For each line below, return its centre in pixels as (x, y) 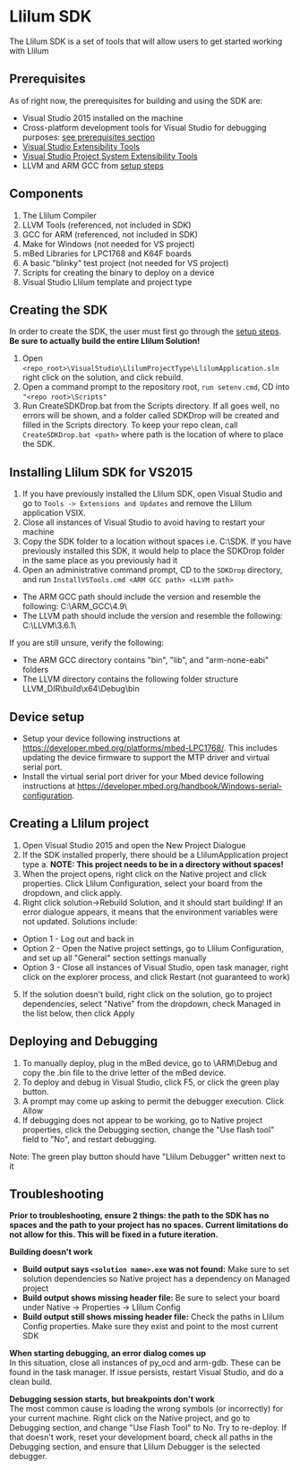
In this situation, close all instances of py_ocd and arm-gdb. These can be (145, 1363)
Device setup (47, 717)
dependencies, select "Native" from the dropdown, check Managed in (151, 1003)
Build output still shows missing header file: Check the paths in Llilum (153, 1317)
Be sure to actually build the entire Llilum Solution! (105, 341)
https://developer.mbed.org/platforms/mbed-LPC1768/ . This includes (150, 748)
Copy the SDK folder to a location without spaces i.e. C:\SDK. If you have (157, 542)
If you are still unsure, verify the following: (86, 643)
